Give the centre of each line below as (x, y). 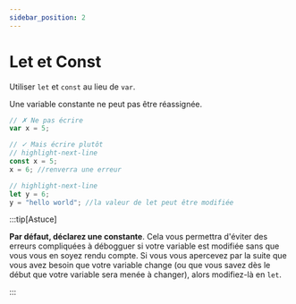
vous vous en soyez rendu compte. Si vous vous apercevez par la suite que (148, 256)
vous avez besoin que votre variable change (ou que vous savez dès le (140, 266)
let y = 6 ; (30, 194)
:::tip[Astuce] (33, 219)
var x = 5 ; (30, 129)
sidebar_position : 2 (48, 17)
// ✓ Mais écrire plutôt (56, 145)
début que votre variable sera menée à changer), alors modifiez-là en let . (145, 274)
